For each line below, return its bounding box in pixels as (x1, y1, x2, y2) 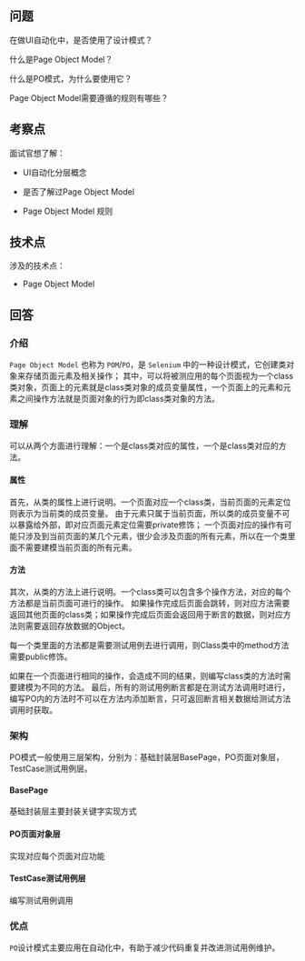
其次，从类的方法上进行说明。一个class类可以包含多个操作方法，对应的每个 (9, 586, 292, 597)
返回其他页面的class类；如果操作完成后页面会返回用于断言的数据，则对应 (9, 608, 284, 620)
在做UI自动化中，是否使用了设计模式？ (9, 35, 153, 45)
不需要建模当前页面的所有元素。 (16, 542, 137, 553)
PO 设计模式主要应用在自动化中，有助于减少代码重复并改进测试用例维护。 (9, 942, 280, 953)
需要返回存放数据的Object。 (25, 620, 130, 631)
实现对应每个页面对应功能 (9, 850, 105, 861)
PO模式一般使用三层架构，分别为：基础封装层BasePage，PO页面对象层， (9, 752, 284, 763)
